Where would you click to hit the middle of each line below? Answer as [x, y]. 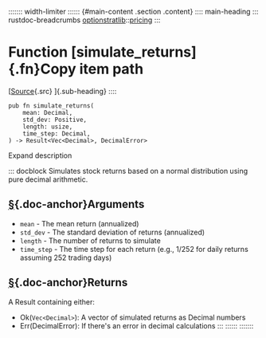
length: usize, [48, 127]
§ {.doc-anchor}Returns [68, 283]
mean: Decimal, [48, 112]
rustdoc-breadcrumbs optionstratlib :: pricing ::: [84, 20]
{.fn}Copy [43, 69]
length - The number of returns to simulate [90, 240]
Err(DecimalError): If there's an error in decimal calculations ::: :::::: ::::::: [137, 325]
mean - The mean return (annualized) [79, 223]
